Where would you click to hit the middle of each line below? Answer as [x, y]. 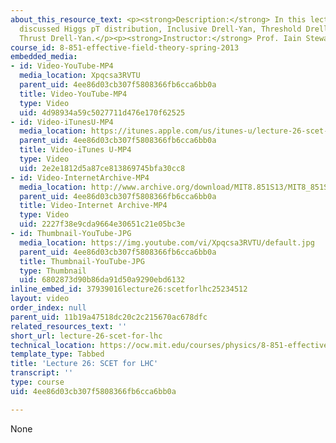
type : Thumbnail [53, 271]
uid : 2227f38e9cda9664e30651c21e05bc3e [102, 224]
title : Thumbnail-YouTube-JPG [82, 261]
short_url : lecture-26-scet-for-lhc [86, 336]
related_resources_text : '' [69, 326]
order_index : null [48, 308]
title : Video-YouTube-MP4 [73, 94]
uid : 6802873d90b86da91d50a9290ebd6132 [102, 280]
